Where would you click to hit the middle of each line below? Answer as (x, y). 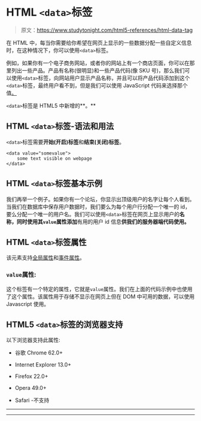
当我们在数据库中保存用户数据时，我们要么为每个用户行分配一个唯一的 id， (98, 207)
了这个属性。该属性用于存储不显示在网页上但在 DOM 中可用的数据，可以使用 (100, 296)
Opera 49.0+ (31, 388)
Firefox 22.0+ (31, 376)
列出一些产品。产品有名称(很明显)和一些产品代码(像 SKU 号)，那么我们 (98, 70)
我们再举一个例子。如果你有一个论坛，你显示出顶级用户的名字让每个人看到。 (100, 199)
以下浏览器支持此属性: (33, 340)
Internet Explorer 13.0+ (43, 365)
